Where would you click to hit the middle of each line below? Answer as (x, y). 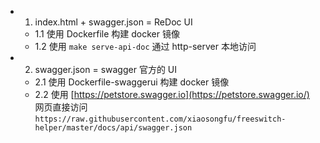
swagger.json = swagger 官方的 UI (106, 69)
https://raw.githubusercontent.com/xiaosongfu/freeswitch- (160, 119)
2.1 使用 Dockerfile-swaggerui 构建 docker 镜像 (132, 82)
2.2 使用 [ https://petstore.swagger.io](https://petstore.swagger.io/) (172, 94)
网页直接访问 (61, 107)
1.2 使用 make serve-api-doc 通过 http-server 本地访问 (145, 46)
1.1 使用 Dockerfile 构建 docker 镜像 (107, 34)
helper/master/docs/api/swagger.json (113, 128)
